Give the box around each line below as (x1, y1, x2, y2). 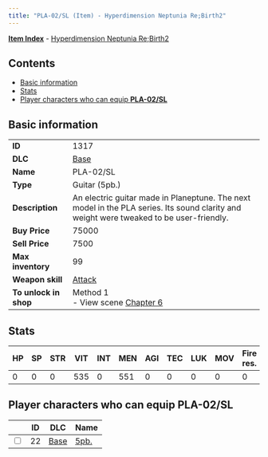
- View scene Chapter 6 (72, 297, 164, 308)
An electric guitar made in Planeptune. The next (72, 192, 251, 203)
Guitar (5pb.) (72, 179, 121, 191)
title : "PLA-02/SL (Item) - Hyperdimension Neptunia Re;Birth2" (8, 11, 227, 20)
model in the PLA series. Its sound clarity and (72, 203, 242, 214)
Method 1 (72, 287, 109, 298)
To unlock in (12, 287, 60, 298)
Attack (72, 274, 97, 286)
